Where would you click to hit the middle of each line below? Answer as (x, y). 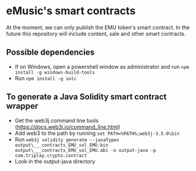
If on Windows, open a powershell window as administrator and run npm (102, 66)
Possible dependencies (50, 53)
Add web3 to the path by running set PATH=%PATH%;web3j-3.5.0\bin (97, 133)
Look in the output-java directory (55, 161)
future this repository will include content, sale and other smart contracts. (96, 33)
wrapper (22, 106)
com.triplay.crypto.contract (51, 156)
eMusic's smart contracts (71, 11)
